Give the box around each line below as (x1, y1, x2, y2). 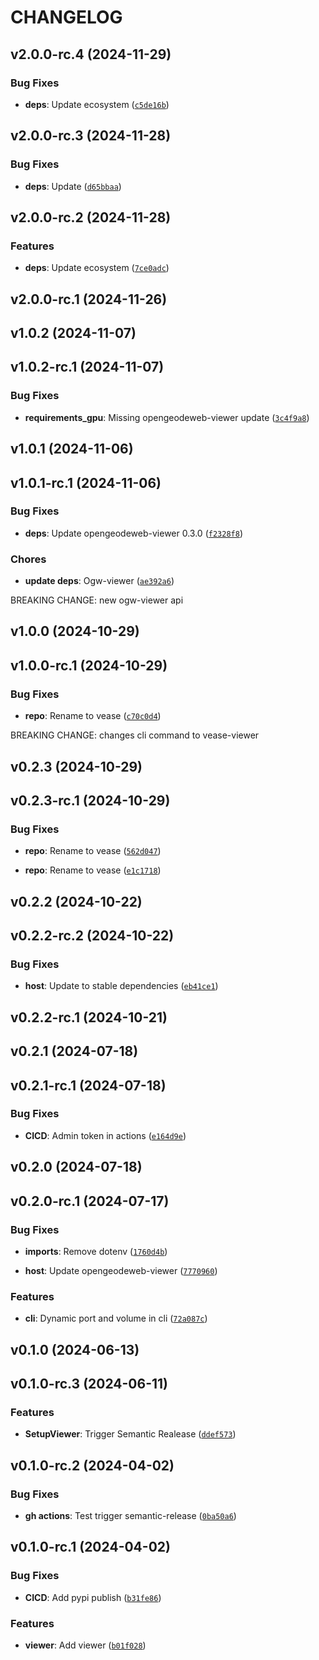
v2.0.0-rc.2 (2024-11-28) (10, 209, 172, 226)
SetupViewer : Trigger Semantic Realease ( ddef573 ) (24, 1428, 237, 1440)
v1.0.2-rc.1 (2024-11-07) (10, 359, 165, 376)
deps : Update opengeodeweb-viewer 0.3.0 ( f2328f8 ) (24, 527, 243, 539)
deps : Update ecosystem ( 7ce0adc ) (24, 262, 170, 274)
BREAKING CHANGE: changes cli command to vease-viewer (10, 729, 260, 741)
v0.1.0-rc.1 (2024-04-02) (10, 1539, 171, 1556)
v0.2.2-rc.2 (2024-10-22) (10, 927, 175, 945)
